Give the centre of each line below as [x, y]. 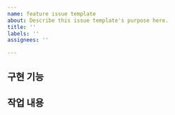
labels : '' [23, 34]
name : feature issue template [52, 14]
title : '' [22, 27]
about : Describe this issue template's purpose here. [88, 20]
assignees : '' [28, 40]
